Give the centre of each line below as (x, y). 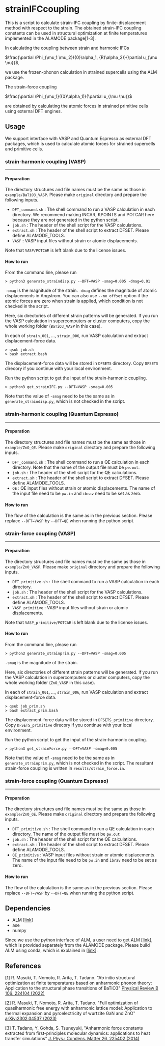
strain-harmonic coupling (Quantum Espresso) (62, 414)
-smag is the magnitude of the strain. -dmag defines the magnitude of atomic (81, 290)
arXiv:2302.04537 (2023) (31, 1018)
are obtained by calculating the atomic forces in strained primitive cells (77, 106)
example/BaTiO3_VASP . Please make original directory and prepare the (76, 195)
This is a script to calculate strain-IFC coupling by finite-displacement (76, 23)
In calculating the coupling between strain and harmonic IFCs (67, 48)
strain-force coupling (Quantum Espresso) (57, 781)
